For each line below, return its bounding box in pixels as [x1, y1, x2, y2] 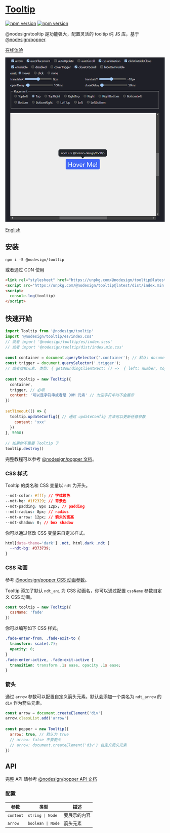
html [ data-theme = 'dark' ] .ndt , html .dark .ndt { [5, 540, 110, 546]
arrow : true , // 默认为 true [10, 732, 69, 737]
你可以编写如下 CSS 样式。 [5, 625, 62, 631]
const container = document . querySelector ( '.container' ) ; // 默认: [5, 355, 149, 361]
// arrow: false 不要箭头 [10, 737, 62, 742]
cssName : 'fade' [10, 610, 44, 615]
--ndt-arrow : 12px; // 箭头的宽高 [5, 514, 74, 519]
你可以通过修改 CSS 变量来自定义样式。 [5, 530, 88, 536]
